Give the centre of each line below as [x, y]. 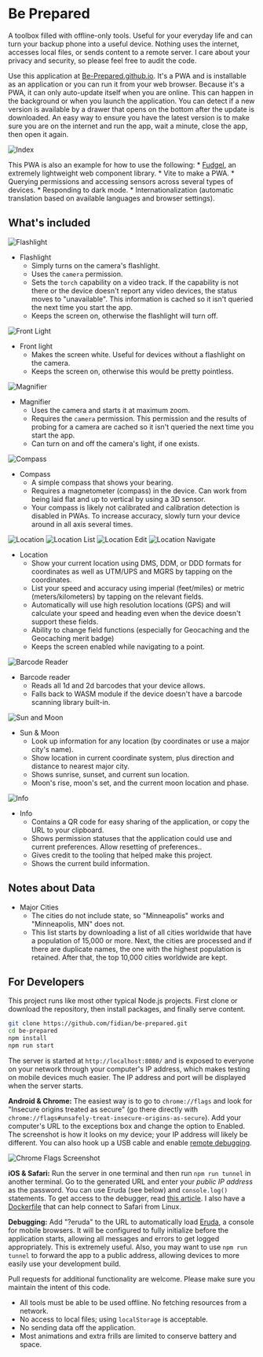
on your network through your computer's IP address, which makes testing [129, 1069]
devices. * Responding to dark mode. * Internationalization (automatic [121, 190]
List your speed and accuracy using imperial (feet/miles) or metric [138, 588]
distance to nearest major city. [80, 766]
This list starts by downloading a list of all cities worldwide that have [141, 932]
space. [30, 1344]
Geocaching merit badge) [73, 638]
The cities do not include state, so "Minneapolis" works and [128, 915]
